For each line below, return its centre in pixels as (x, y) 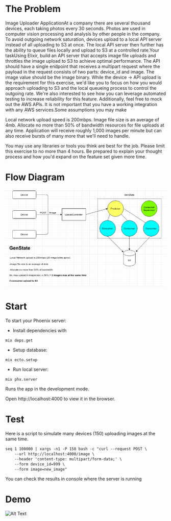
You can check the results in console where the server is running (74, 479)
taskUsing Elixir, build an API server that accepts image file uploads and (81, 55)
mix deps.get (19, 340)
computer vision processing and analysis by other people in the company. (83, 34)
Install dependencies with (40, 330)
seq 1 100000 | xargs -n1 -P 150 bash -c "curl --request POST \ (76, 449)
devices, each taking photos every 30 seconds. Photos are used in (75, 28)
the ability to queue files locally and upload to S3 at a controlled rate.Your (82, 50)
